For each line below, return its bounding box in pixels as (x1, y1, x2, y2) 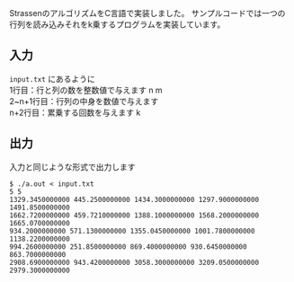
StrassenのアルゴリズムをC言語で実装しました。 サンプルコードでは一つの (9, 8, 286, 18)
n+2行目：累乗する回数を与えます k (9, 107, 141, 118)
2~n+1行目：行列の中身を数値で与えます (9, 95, 159, 106)
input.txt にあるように (9, 73, 96, 84)
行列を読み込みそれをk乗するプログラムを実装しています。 (9, 19, 226, 30)
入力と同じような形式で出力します (9, 161, 136, 172)
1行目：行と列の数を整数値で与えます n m (9, 84, 164, 95)
